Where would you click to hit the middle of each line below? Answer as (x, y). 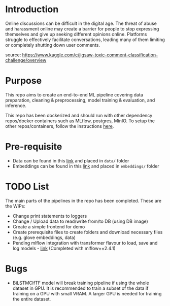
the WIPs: (15, 206)
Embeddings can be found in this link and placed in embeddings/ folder (86, 166)
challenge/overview (26, 60)
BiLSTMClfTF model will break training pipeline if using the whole (81, 283)
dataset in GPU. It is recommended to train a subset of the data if (80, 288)
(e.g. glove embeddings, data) (44, 237)
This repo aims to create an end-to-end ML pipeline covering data (74, 94)
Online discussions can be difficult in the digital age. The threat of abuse (81, 23)
